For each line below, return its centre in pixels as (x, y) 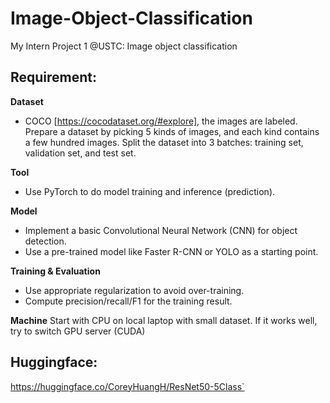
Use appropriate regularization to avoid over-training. (134, 290)
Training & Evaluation (55, 271)
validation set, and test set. (80, 153)
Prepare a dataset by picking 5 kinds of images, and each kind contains (172, 131)
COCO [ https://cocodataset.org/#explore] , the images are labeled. (161, 121)
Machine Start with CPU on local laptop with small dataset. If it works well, (164, 320)
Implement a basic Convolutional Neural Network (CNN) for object (161, 230)
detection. (45, 241)
